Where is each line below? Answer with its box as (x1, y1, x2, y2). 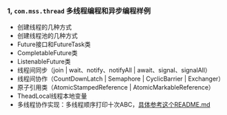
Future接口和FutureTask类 (17, 40, 91, 49)
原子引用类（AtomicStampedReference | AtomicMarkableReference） (17, 83, 215, 92)
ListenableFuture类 (17, 57, 71, 66)
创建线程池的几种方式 (17, 32, 78, 40)
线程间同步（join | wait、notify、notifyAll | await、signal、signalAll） (17, 66, 211, 74)
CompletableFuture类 (17, 49, 78, 57)
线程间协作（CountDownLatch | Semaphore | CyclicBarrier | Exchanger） (17, 74, 225, 83)
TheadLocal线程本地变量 (17, 92, 87, 101)
